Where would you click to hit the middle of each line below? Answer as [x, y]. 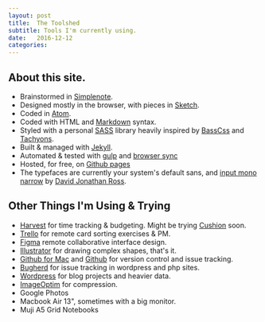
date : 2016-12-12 [41, 38]
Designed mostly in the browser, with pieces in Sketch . [110, 105]
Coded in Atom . [45, 113]
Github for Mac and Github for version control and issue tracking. [126, 258]
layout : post [30, 16]
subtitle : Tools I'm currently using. [72, 30]
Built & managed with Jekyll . [66, 147]
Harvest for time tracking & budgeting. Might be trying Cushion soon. [133, 225]
